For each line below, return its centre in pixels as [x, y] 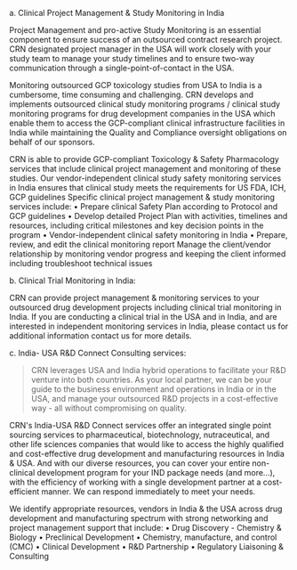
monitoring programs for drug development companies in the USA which [142, 114]
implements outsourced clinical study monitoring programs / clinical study [145, 104]
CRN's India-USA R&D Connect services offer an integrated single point [140, 425]
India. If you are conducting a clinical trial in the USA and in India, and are [143, 317]
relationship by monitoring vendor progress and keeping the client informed [148, 254]
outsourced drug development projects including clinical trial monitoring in [145, 307]
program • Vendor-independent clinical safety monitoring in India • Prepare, [148, 235]
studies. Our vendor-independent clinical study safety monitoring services [145, 178]
